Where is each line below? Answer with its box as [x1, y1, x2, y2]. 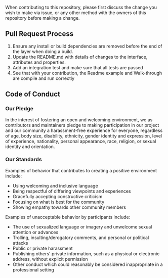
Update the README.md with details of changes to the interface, [12, 54, 148, 60]
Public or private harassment [12, 245, 73, 251]
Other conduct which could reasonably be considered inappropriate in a [12, 261, 163, 267]
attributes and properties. [12, 59, 66, 65]
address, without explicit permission [12, 256, 89, 262]
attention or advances [12, 229, 59, 235]
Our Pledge [5, 105, 34, 112]
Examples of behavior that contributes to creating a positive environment [5, 167, 157, 173]
